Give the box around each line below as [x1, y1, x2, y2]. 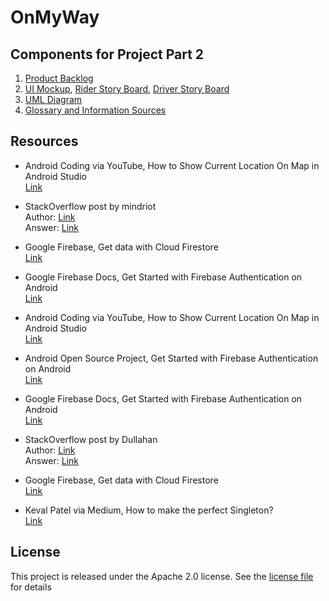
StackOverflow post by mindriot [24, 200, 157, 212]
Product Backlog [24, 72, 94, 84]
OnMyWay [10, 6, 100, 29]
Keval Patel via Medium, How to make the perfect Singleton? [24, 504, 274, 516]
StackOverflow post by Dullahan [24, 433, 158, 445]
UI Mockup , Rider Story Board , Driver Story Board [24, 83, 230, 95]
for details [10, 581, 52, 593]
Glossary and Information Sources [24, 104, 167, 116]
